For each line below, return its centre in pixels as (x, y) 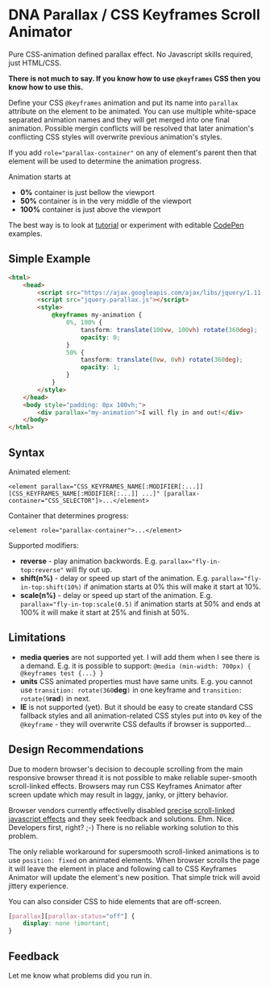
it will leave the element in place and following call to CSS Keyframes (123, 869)
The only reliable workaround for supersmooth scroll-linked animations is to (134, 851)
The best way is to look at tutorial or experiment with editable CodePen (126, 225)
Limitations (37, 638)
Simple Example (50, 259)
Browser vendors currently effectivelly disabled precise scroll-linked (122, 810)
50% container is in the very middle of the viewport (106, 201)
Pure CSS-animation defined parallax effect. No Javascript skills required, (131, 54)
